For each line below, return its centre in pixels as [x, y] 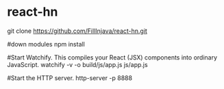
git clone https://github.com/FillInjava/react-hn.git [77, 31]
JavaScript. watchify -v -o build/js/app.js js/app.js [78, 64]
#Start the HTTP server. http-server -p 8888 [70, 78]
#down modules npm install [46, 44]
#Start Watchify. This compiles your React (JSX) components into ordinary [112, 57]
